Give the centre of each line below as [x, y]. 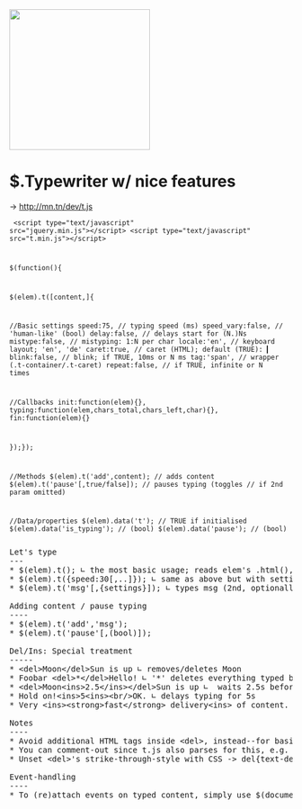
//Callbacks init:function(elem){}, [78, 403]
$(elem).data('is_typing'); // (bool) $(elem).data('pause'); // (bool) [148, 529]
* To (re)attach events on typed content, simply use [130, 795]
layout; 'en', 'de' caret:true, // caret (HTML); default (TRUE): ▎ [140, 350]
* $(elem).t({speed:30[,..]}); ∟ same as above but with [138, 579]
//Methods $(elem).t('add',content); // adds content [112, 476]
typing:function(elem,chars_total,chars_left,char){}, [114, 410]
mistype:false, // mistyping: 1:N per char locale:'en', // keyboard [142, 342]
